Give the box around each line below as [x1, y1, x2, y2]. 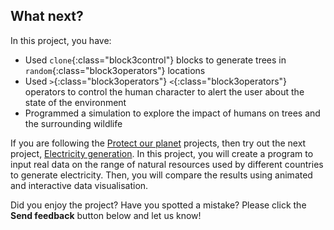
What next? [10, 8, 84, 25]
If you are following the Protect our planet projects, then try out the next [10, 137, 307, 149]
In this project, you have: [10, 34, 112, 46]
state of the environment [24, 96, 127, 108]
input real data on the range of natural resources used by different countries [10, 158, 324, 170]
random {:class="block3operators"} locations [24, 64, 206, 76]
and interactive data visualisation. [10, 179, 149, 191]
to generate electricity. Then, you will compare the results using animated [10, 169, 313, 181]
